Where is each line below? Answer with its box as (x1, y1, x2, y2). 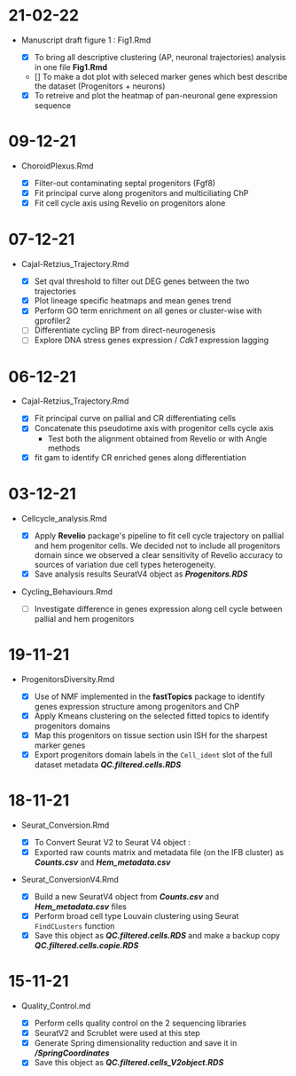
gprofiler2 (34, 316, 72, 326)
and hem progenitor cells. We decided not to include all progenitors (34, 540, 281, 551)
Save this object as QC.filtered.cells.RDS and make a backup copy (34, 931, 281, 941)
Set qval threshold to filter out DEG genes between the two (34, 276, 250, 287)
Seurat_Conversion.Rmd (20, 820, 110, 830)
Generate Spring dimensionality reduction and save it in (34, 1038, 238, 1049)
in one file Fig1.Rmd (34, 62, 108, 72)
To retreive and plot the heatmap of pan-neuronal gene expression (34, 90, 278, 100)
